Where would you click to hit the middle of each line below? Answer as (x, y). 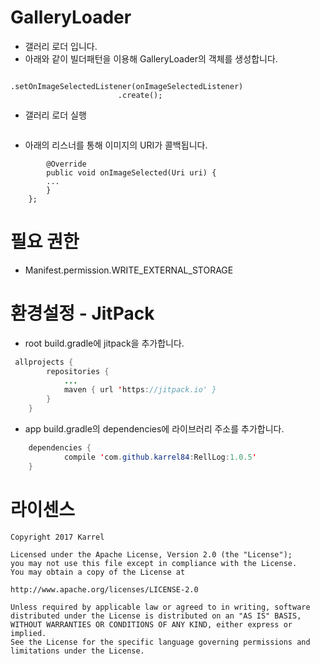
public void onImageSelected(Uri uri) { (131, 172)
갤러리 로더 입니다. (61, 46)
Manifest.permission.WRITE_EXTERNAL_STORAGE (129, 270)
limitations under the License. (77, 651)
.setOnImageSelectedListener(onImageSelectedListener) (127, 86)
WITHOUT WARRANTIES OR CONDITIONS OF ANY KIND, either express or (151, 624)
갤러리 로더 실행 (55, 115)
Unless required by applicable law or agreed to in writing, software (160, 607)
